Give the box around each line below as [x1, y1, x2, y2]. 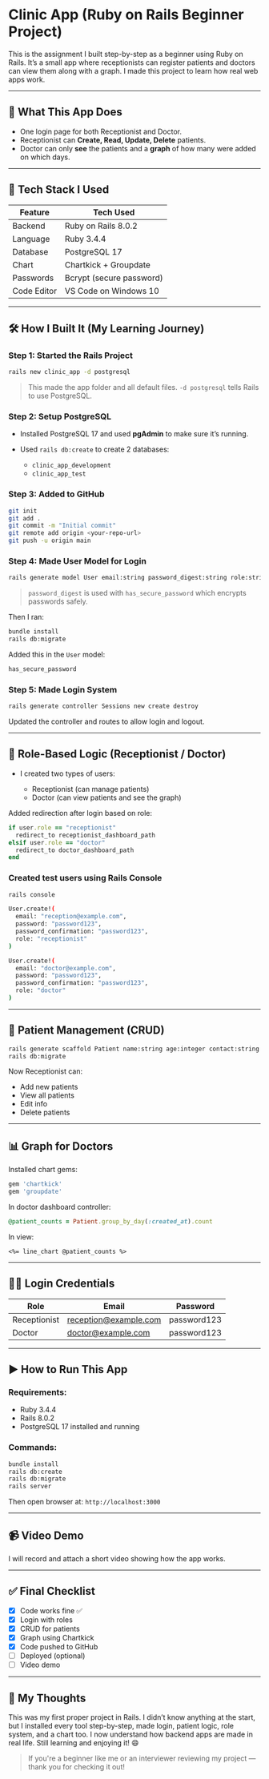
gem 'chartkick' [8, 1180, 62, 1188]
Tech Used [93, 207, 135, 218]
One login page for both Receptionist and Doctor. [19, 126, 183, 136]
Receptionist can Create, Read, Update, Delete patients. [19, 135, 207, 145]
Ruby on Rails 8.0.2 [64, 220, 138, 231]
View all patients [19, 1090, 74, 1100]
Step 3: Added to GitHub [8, 488, 105, 500]
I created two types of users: [19, 769, 115, 778]
